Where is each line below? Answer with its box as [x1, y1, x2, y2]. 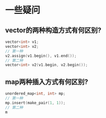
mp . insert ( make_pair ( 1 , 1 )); [5, 100, 66, 105]
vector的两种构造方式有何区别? [5, 26, 102, 34]
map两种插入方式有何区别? [5, 78, 89, 86]
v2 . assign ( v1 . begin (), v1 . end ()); [5, 53, 77, 58]
